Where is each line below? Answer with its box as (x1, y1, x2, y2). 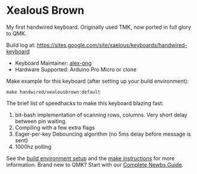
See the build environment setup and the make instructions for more (6, 154, 175, 162)
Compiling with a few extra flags (14, 124, 95, 131)
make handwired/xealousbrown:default (6, 89, 101, 95)
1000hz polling (14, 143, 52, 150)
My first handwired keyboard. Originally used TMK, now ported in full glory (6, 23, 192, 31)
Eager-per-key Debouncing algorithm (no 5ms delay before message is (14, 130, 191, 137)
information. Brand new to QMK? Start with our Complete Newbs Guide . (6, 161, 184, 168)
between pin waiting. (14, 118, 67, 125)
